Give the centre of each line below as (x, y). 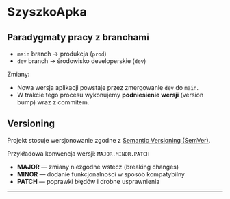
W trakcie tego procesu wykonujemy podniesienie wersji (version (110, 95)
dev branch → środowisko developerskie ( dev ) (81, 61)
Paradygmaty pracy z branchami (78, 37)
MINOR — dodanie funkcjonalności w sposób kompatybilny (101, 174)
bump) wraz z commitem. (53, 102)
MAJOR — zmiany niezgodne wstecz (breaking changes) (98, 167)
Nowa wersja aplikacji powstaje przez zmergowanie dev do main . (108, 87)
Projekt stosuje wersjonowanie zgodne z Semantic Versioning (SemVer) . (109, 140)
